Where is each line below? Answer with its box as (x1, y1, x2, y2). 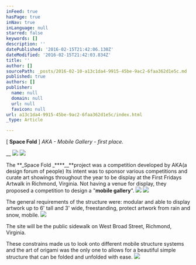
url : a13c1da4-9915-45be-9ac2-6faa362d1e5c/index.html (6, 111, 143, 117)
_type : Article (6, 117, 43, 123)
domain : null (11, 95, 43, 101)
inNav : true (6, 19, 35, 25)
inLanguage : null (6, 25, 49, 31)
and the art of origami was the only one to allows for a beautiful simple (6, 246, 176, 254)
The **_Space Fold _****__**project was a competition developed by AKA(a (6, 162, 187, 169)
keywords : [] (6, 36, 38, 41)
